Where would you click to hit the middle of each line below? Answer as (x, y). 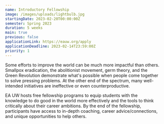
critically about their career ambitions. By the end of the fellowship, (73, 106)
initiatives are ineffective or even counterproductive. (77, 86)
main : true (16, 32)
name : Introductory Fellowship (37, 10)
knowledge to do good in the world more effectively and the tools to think (80, 100)
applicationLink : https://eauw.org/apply (48, 42)
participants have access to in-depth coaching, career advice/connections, (81, 111)
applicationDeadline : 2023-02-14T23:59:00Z (50, 46)
